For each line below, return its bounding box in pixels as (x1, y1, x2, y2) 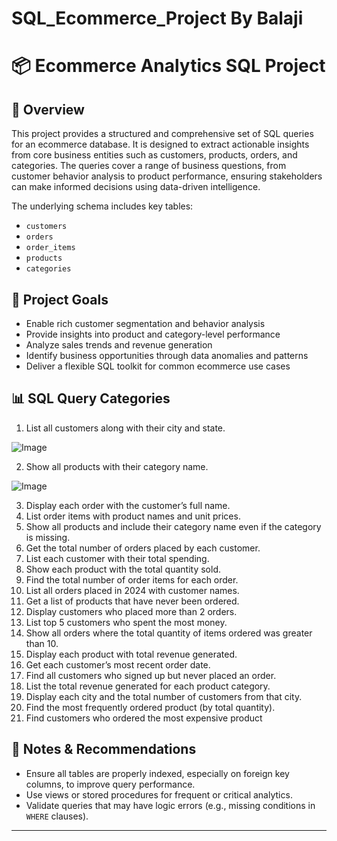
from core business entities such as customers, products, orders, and (11, 149, 298, 161)
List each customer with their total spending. (25, 552, 210, 564)
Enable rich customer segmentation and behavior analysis (25, 318, 266, 329)
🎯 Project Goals (11, 291, 109, 308)
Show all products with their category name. (25, 460, 209, 472)
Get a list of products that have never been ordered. (25, 595, 240, 607)
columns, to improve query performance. (25, 778, 196, 790)
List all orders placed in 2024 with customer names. (25, 584, 240, 596)
